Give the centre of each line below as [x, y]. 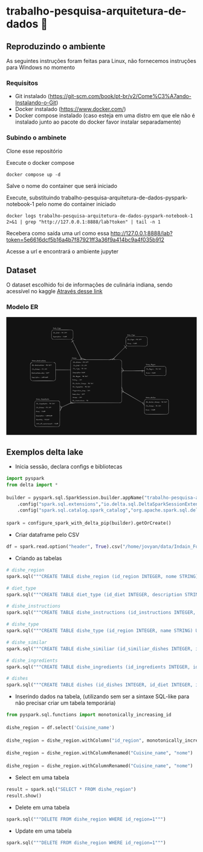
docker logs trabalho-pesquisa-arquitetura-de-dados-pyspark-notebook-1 [100, 216]
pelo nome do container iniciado [76, 204]
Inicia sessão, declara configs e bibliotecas [69, 467]
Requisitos [22, 83]
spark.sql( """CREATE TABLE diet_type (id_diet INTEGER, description [94, 594]
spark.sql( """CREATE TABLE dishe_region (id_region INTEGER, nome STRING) [102, 576]
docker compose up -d [34, 175]
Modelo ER [22, 307]
